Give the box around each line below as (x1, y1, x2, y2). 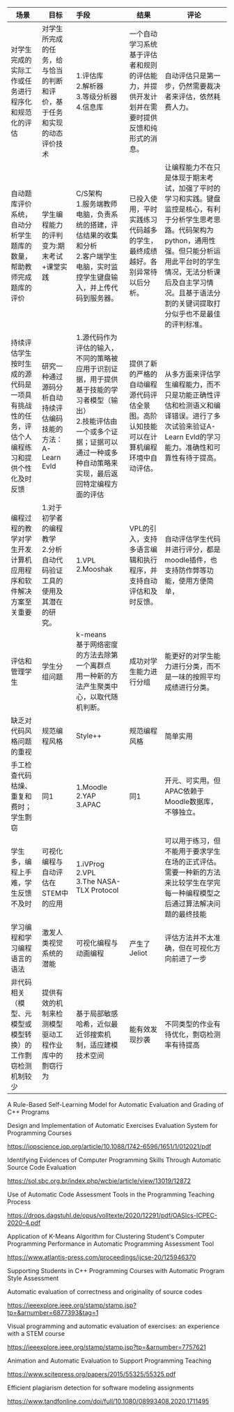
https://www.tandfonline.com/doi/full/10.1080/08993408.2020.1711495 (7, 1397, 210, 1405)
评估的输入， (75, 343, 118, 352)
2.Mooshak (75, 565, 113, 574)
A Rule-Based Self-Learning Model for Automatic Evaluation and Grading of (7, 1101, 224, 1108)
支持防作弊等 (164, 565, 207, 575)
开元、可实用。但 (164, 776, 221, 785)
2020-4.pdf (7, 1219, 41, 1227)
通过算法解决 (171, 899, 214, 908)
